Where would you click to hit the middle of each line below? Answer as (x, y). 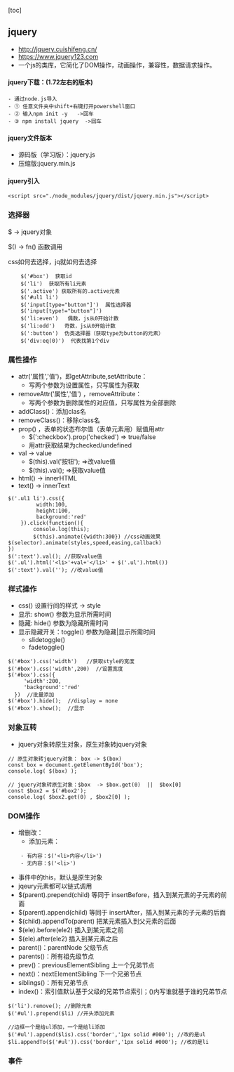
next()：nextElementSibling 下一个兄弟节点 (80, 974)
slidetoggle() (47, 640)
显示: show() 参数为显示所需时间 (64, 615)
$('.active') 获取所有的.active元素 (70, 291)
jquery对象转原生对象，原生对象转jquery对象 (83, 744)
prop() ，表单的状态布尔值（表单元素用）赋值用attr (91, 429)
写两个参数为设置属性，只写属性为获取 (84, 385)
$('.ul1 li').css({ (36, 499)
